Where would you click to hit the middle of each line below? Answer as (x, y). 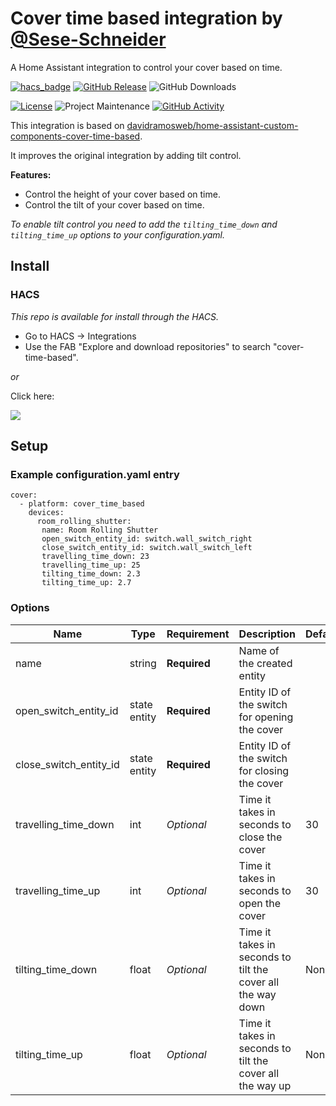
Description (267, 634)
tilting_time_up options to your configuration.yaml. (117, 234)
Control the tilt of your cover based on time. (114, 204)
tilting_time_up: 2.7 (86, 583)
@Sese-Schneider (88, 39)
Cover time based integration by (146, 18)
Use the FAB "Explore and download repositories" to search (148, 346)
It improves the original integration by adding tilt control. (126, 155)
